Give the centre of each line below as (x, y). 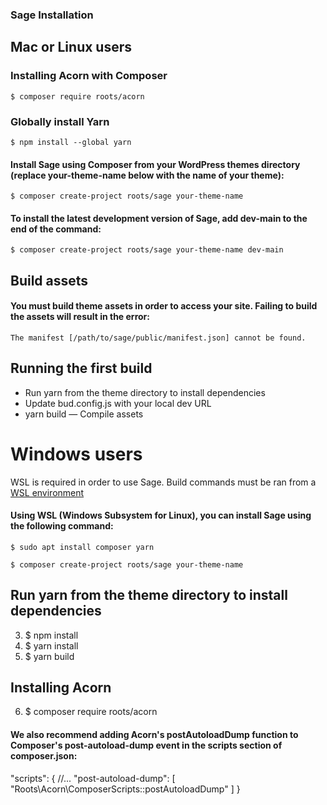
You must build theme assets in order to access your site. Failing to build (164, 306)
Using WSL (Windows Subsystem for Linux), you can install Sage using (161, 515)
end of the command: (56, 229)
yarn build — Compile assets (84, 414)
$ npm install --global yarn (71, 142)
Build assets (49, 280)
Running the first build (81, 368)
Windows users (76, 454)
